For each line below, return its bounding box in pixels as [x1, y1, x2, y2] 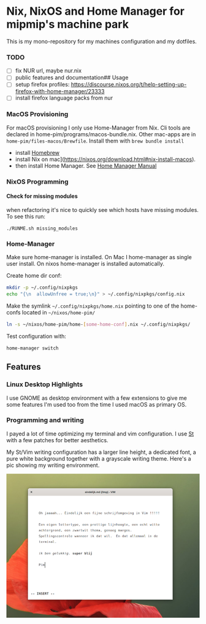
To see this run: [6, 213, 46, 220]
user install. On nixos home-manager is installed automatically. [6, 260, 164, 268]
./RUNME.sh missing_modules [6, 225, 78, 232]
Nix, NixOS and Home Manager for [6, 4, 185, 18]
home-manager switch [6, 345, 59, 351]
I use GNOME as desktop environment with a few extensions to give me [6, 394, 187, 402]
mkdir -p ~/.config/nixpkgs [6, 284, 78, 291]
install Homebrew [15, 149, 60, 156]
